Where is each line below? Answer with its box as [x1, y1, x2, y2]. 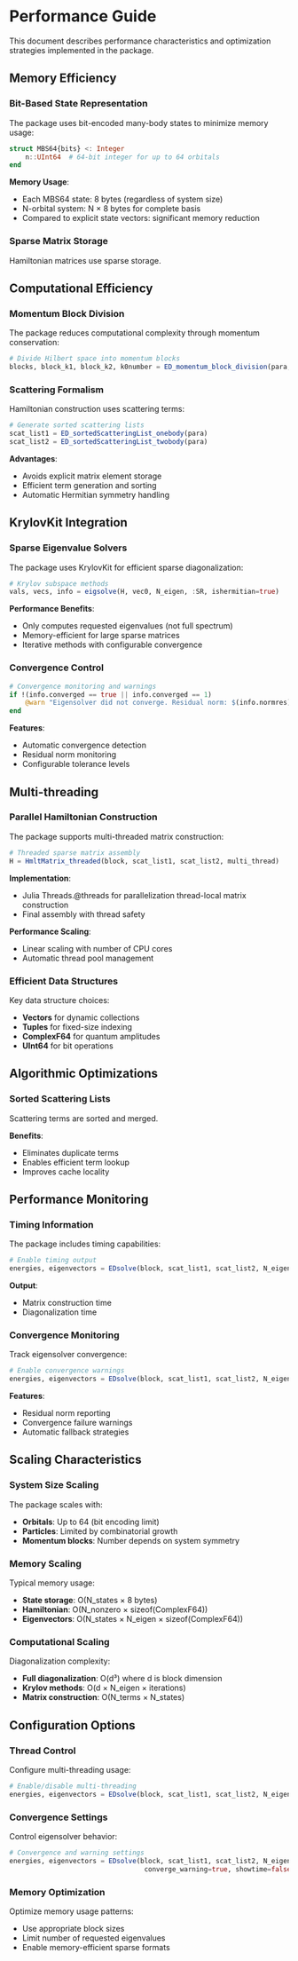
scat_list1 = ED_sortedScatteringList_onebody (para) [9, 429, 208, 439]
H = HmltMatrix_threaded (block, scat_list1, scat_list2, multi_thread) [9, 857, 279, 866]
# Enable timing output [9, 1256, 98, 1265]
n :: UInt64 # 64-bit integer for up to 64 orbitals [25, 153, 220, 162]
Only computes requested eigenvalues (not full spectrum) [21, 621, 233, 631]
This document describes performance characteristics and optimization [9, 36, 271, 46]
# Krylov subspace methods [9, 579, 109, 588]
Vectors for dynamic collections [21, 1012, 140, 1023]
